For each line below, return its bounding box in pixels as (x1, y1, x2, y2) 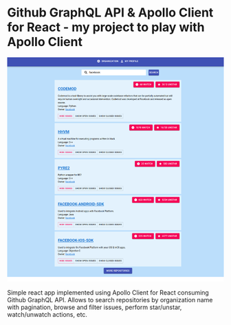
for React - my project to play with (7, 19, 205, 35)
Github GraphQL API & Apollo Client (7, 5, 214, 21)
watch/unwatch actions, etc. (7, 310, 88, 318)
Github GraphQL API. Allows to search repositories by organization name (7, 295, 213, 304)
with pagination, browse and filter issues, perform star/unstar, (7, 303, 182, 311)
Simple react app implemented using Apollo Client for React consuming (7, 288, 210, 297)
